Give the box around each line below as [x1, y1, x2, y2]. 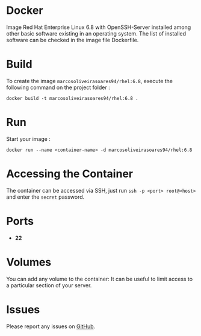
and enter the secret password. [6, 193, 85, 201]
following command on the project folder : [6, 84, 110, 91]
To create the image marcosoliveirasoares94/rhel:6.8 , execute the [6, 77, 173, 84]
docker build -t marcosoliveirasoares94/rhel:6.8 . [6, 95, 138, 101]
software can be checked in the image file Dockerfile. [6, 36, 139, 43]
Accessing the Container [6, 167, 134, 181]
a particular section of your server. [6, 281, 92, 289]
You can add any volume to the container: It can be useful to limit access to [6, 275, 193, 282]
